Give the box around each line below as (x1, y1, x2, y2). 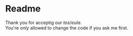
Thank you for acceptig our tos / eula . (5, 19, 82, 25)
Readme (5, 3, 41, 14)
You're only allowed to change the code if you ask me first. (5, 24, 128, 30)
